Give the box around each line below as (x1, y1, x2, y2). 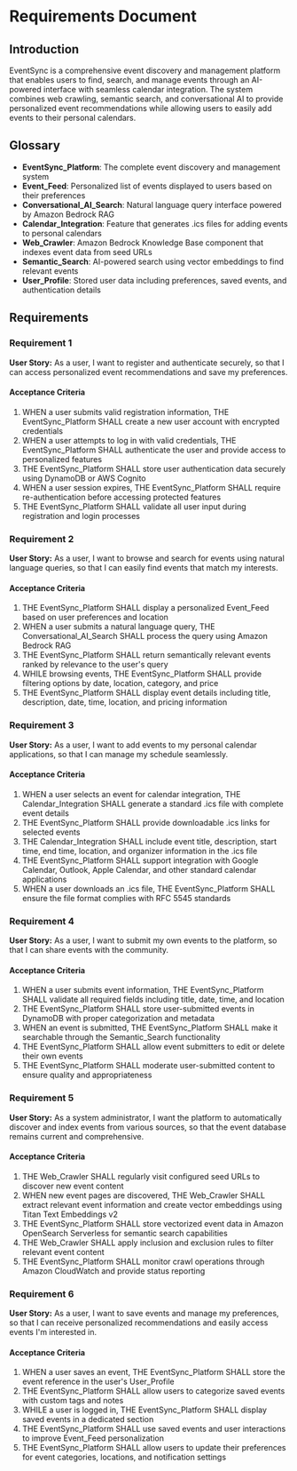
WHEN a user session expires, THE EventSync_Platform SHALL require (21, 482, 281, 492)
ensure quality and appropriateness (21, 1069, 152, 1081)
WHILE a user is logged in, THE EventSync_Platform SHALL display (21, 1404, 268, 1415)
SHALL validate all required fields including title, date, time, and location (21, 994, 285, 1005)
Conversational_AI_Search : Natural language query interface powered (21, 199, 282, 210)
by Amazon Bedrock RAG (21, 209, 115, 220)
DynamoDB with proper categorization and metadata (21, 1013, 215, 1024)
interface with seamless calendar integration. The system (43, 84, 254, 94)
